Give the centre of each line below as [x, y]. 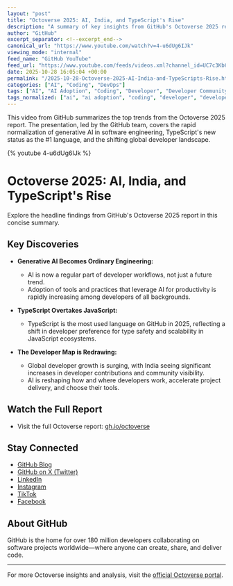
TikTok [27, 494]
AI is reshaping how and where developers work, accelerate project [124, 380]
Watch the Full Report [55, 410]
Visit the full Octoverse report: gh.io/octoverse [84, 426]
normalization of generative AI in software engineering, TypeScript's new [112, 132]
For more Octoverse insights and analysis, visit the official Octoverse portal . [115, 575]
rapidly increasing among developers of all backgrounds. [109, 297]
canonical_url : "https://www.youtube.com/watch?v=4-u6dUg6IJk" [101, 46]
